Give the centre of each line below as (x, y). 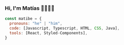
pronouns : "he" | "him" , (36, 24)
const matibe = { (23, 19)
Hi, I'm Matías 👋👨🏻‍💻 (30, 8)
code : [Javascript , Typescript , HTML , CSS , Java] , (65, 28)
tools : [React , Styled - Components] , (48, 33)
